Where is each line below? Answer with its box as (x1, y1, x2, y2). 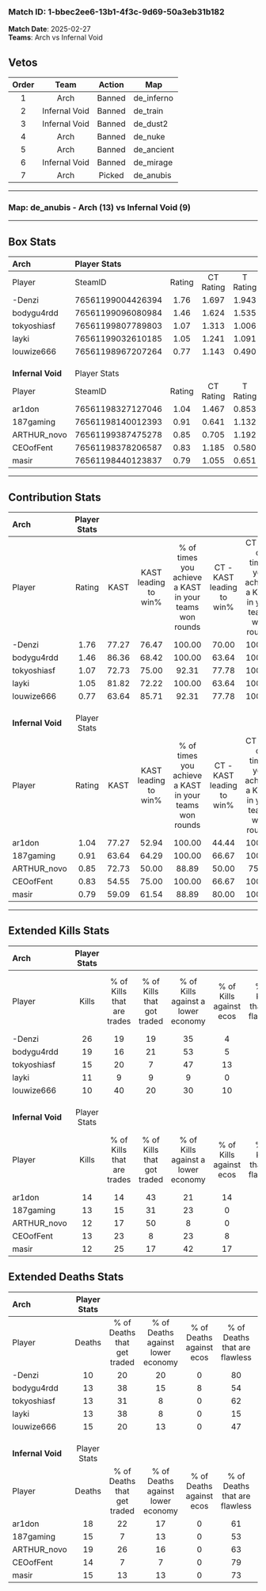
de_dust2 (133, 118, 169, 129)
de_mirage (133, 157, 173, 168)
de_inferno (133, 93, 174, 104)
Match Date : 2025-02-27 (8, 25, 91, 34)
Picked (98, 170, 124, 181)
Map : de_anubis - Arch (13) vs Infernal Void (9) (8, 202, 192, 213)
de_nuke (133, 132, 165, 143)
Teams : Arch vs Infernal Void (8, 32, 103, 42)
